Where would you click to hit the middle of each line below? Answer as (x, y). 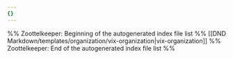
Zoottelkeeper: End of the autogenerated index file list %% (91, 48)
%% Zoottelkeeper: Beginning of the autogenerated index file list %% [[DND (116, 33)
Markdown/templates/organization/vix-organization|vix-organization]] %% (114, 41)
